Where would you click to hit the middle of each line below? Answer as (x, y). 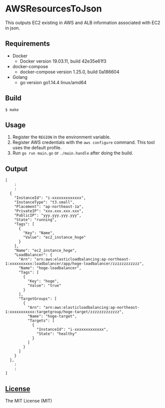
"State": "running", (35, 220)
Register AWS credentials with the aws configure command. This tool (83, 142)
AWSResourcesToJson (53, 9)
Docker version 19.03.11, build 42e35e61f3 (63, 61)
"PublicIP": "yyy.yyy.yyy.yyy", (48, 216)
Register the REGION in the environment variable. (61, 137)
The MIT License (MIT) (29, 401)
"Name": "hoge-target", (52, 316)
